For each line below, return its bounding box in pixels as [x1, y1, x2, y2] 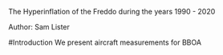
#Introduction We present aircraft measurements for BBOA [8, 37, 202, 47]
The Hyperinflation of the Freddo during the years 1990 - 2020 [8, 7, 216, 16]
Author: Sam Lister [8, 22, 71, 31]
